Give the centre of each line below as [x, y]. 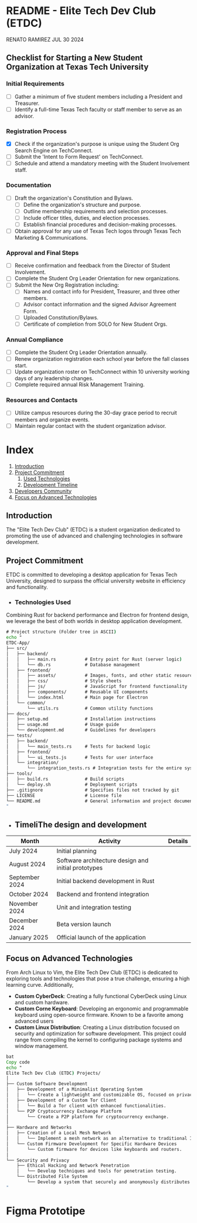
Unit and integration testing [94, 908]
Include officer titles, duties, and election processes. [87, 217]
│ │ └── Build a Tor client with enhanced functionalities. [86, 1106]
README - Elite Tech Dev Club [81, 11]
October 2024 [29, 894]
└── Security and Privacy [38, 1160]
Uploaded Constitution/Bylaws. [61, 317]
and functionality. [27, 587]
